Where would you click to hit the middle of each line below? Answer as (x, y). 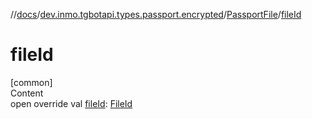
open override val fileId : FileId (71, 103)
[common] (31, 82)
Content (27, 93)
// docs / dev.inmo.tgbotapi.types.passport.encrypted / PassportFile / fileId (156, 14)
